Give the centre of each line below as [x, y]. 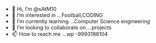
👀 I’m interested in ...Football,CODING [57, 15]
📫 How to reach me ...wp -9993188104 [60, 34]
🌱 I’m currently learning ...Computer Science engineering [81, 21]
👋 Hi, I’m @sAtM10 [34, 9]
